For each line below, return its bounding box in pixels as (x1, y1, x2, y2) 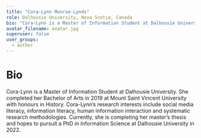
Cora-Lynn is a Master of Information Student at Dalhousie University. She (6, 88, 188, 95)
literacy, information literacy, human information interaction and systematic (6, 107, 190, 114)
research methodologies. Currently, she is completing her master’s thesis (6, 113, 187, 121)
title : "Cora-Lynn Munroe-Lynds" (6, 8, 90, 15)
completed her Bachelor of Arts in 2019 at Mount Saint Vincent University (6, 94, 187, 101)
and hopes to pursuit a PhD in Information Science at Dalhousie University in (6, 119, 194, 127)
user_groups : (6, 37, 39, 43)
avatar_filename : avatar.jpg (6, 25, 79, 32)
